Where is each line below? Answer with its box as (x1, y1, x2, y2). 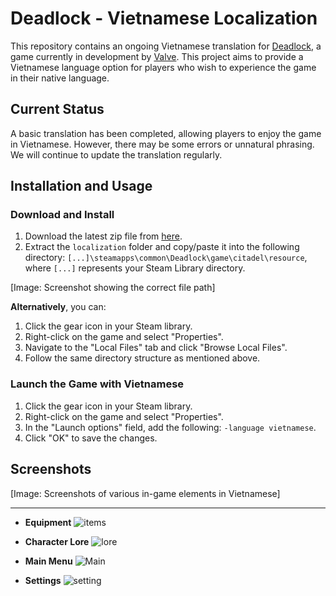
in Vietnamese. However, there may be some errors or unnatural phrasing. (10, 138, 315, 150)
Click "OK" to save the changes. (24, 432, 158, 444)
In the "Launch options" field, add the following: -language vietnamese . (24, 421, 317, 433)
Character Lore (24, 535, 90, 547)
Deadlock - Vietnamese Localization (10, 7, 318, 30)
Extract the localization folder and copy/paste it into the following (24, 241, 300, 253)
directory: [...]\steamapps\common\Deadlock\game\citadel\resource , (24, 252, 308, 264)
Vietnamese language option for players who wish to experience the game (10, 61, 317, 73)
